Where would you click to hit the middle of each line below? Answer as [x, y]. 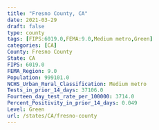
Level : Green [26, 109]
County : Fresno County [40, 52]
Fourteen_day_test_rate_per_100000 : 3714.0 [71, 97]
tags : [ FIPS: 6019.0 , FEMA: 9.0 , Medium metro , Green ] [80, 39]
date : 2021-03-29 [32, 20]
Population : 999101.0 [38, 77]
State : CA [21, 58]
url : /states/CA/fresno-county [52, 116]
